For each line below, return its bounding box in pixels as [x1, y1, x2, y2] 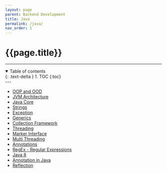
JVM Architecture [12, 94, 49, 100]
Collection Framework [12, 120, 58, 126]
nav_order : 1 [5, 26, 32, 31]
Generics [12, 115, 31, 121]
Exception [12, 110, 33, 116]
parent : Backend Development [5, 12, 66, 17]
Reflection [12, 163, 34, 169]
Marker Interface [12, 131, 47, 137]
